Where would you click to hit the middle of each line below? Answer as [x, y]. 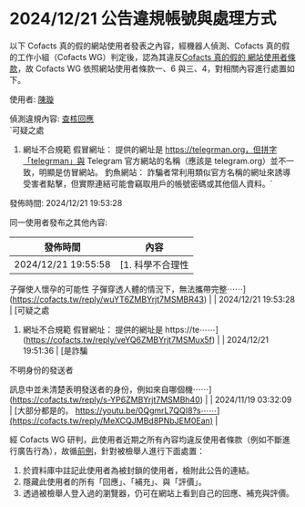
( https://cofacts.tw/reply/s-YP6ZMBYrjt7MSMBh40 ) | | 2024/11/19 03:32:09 [151, 399]
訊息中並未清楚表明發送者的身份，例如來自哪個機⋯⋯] [111, 389]
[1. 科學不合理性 [154, 264]
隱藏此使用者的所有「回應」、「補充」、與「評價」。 [114, 481]
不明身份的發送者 [41, 369]
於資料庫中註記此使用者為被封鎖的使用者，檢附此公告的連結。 [138, 470]
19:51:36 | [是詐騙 [55, 350]
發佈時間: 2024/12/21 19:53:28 [66, 202]
